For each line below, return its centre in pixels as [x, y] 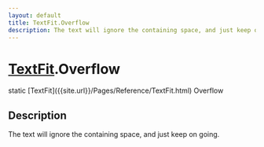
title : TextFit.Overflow [49, 23]
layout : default [35, 15]
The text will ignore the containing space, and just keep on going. [114, 134]
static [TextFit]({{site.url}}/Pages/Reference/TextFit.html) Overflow [116, 90]
